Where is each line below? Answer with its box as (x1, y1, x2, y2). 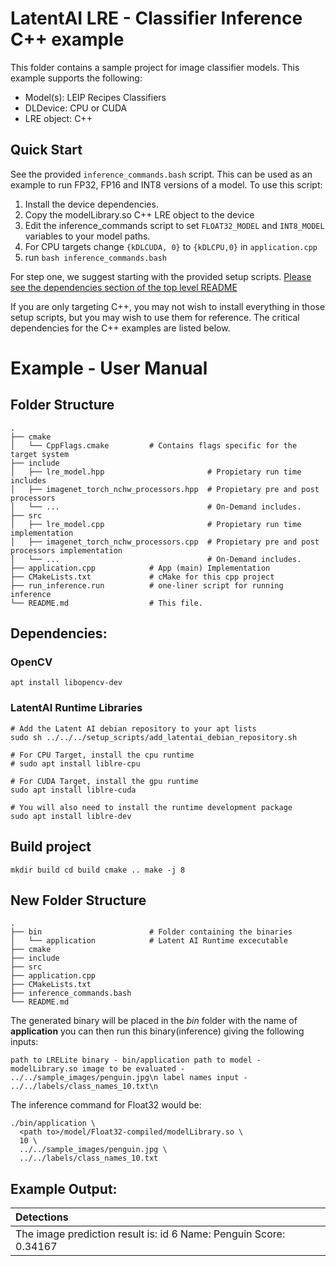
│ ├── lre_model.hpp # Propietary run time (10, 467, 302, 477)
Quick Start (10, 142, 83, 159)
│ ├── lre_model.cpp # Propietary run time (10, 519, 302, 529)
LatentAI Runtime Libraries (10, 701, 143, 715)
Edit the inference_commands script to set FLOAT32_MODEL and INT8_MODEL (24, 219, 325, 231)
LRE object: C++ (24, 112, 93, 124)
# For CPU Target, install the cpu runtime (10, 750, 195, 760)
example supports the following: (10, 72, 143, 84)
